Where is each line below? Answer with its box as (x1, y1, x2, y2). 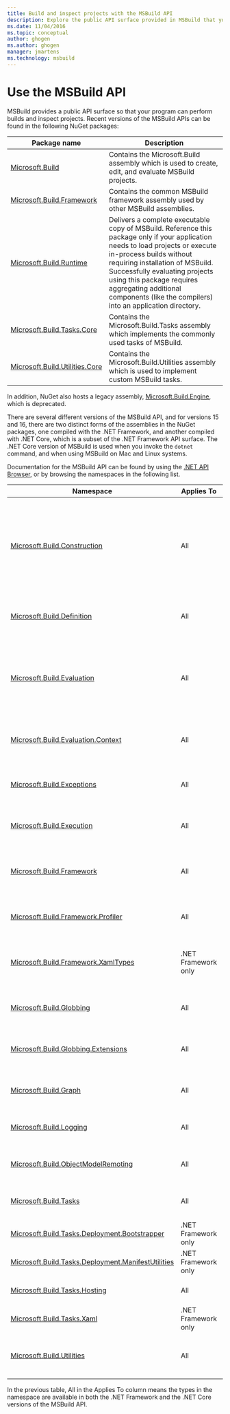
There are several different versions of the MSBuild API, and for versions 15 (7, 413, 219, 421)
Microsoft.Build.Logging (10, 1122, 88, 1132)
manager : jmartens (7, 49, 60, 56)
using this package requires (108, 275, 199, 284)
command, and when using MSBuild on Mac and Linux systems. (7, 449, 188, 458)
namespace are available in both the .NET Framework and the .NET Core (7, 1393, 212, 1401)
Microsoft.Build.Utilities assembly (108, 357, 216, 367)
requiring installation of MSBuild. (108, 258, 214, 267)
